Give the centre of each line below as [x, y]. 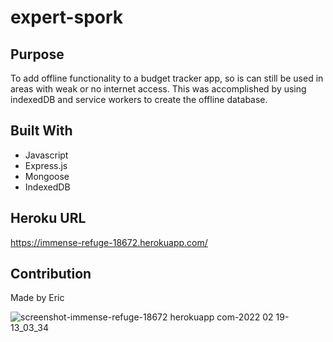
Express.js [46, 165]
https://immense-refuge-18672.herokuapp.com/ [109, 242]
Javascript [46, 155]
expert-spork [67, 17]
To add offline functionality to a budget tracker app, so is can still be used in [167, 78]
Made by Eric [37, 298]
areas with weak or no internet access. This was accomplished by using [158, 89]
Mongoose [47, 176]
